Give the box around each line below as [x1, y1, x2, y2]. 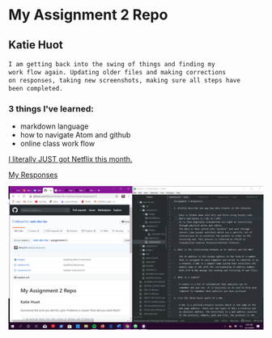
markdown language [19, 121, 89, 131]
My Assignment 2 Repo [8, 6, 168, 24]
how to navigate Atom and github [19, 130, 131, 140]
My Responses [8, 170, 58, 180]
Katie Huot [8, 38, 63, 52]
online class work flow [19, 139, 96, 149]
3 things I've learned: [8, 103, 95, 114]
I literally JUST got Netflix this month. [8, 154, 133, 164]
